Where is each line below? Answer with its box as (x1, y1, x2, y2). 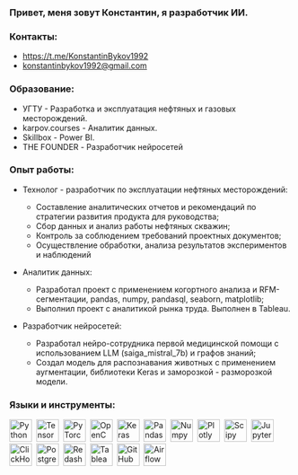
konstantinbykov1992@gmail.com (22, 60, 148, 71)
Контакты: (9, 30, 58, 42)
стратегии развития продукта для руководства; (35, 211, 220, 222)
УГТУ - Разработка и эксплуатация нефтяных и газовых (22, 103, 236, 114)
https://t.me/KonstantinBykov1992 (22, 51, 149, 62)
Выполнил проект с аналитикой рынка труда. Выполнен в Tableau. (35, 303, 291, 313)
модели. (35, 375, 68, 387)
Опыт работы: (9, 163, 74, 176)
